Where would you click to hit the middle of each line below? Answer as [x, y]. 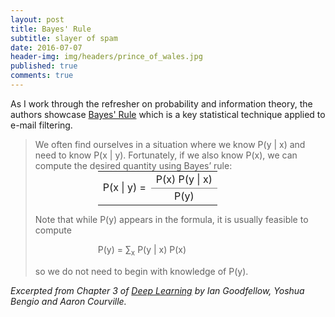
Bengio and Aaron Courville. [68, 301]
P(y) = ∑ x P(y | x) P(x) [142, 250]
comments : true [42, 76]
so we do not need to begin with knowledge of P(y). [141, 271]
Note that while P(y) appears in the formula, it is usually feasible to [171, 219]
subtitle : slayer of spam [64, 38]
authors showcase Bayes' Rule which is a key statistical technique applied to [168, 114]
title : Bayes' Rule [51, 29]
